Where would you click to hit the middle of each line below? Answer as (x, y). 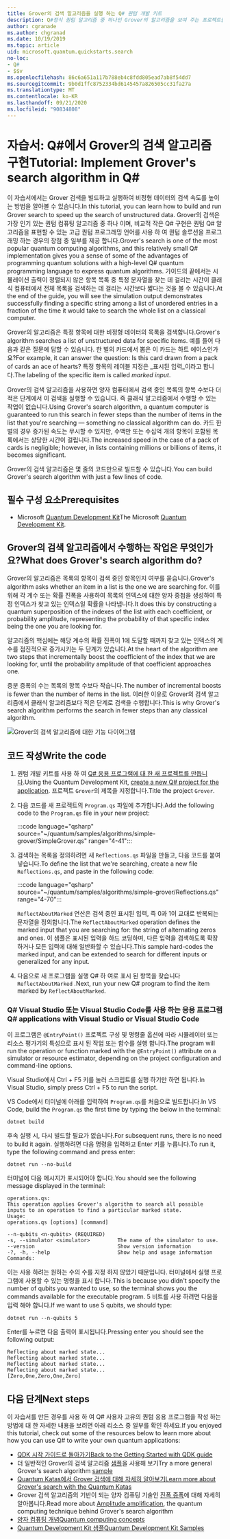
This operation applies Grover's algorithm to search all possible (105, 1204)
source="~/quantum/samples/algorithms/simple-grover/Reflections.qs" (118, 892)
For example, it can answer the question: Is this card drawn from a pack (117, 357)
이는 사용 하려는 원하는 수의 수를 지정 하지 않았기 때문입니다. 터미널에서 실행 (108, 1272)
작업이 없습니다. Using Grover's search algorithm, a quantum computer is (108, 407)
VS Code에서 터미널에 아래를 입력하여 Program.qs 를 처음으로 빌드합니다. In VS (112, 1102)
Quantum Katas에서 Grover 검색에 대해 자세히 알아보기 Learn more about (116, 1479)
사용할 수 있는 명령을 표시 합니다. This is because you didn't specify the (123, 1281)
